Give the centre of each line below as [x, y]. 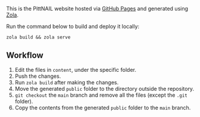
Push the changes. [38, 76]
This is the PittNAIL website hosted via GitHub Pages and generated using [97, 9]
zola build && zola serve [38, 37]
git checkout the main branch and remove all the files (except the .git [101, 95]
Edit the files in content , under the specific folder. [75, 69]
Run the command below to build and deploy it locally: [73, 26]
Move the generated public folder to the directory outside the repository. [104, 88]
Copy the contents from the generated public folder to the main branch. [103, 107]
